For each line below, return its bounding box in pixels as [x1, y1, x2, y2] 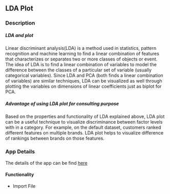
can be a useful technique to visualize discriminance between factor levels [5, 119, 163, 125]
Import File [12, 183, 36, 189]
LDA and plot [5, 32, 34, 38]
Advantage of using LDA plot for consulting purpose [5, 100, 119, 107]
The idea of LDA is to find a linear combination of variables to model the [5, 62, 157, 68]
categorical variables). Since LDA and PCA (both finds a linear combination [5, 72, 163, 79]
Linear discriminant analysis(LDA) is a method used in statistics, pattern [5, 45, 157, 51]
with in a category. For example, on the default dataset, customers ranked [5, 124, 161, 130]
